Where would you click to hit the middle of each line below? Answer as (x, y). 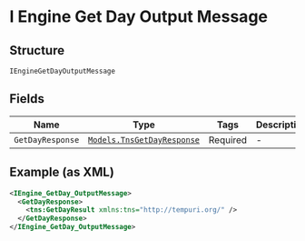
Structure (37, 50)
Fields (27, 99)
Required (228, 140)
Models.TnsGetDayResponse (143, 140)
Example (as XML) (62, 172)
